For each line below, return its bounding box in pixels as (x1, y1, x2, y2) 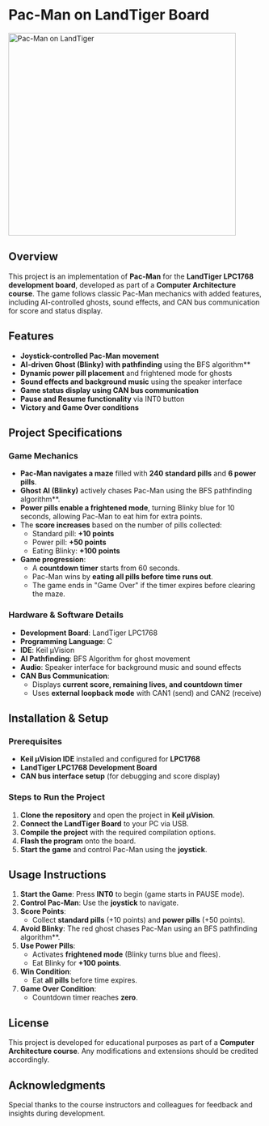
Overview (8, 250, 59, 264)
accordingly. (8, 1055, 50, 1064)
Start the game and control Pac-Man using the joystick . (19, 844, 208, 854)
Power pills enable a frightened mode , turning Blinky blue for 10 (19, 503, 235, 513)
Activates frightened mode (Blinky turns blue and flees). (32, 949, 221, 959)
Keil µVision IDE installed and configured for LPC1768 (19, 754, 200, 764)
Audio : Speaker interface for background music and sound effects (19, 662, 242, 672)
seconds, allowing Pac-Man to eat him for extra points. (19, 512, 203, 522)
